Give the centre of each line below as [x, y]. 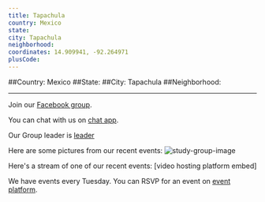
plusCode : [24, 60]
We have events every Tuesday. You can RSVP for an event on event [119, 181]
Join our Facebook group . [50, 104]
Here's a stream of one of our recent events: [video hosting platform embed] [132, 166]
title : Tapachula [37, 15]
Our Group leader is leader [51, 135]
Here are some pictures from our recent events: [86, 150]
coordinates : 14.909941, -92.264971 [68, 52]
